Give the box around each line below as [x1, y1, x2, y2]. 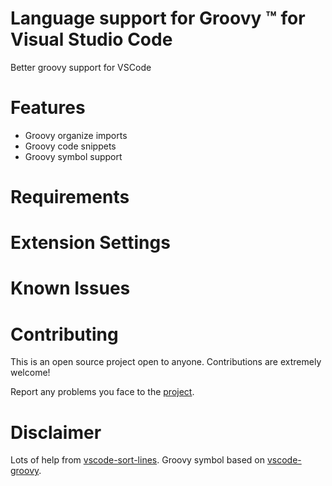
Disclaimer [10, 421, 102, 444]
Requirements [10, 186, 130, 209]
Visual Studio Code [10, 28, 173, 51]
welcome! [10, 367, 51, 379]
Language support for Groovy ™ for [10, 7, 306, 30]
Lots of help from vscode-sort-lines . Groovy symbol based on [10, 454, 265, 466]
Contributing [10, 323, 119, 346]
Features [10, 97, 86, 119]
